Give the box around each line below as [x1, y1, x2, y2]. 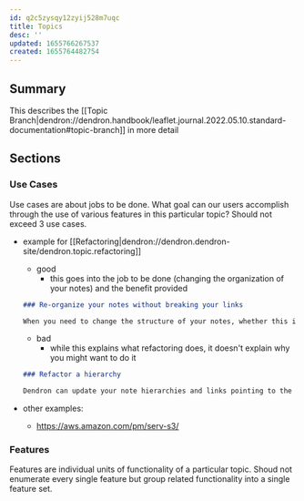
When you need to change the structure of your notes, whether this [22, 316, 289, 326]
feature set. [9, 484, 53, 495]
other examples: [22, 403, 84, 414]
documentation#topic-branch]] [9, 124, 126, 135]
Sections [9, 151, 61, 167]
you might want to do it [49, 353, 137, 363]
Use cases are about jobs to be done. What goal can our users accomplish [9, 199, 289, 210]
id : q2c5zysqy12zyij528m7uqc [9, 13, 120, 23]
